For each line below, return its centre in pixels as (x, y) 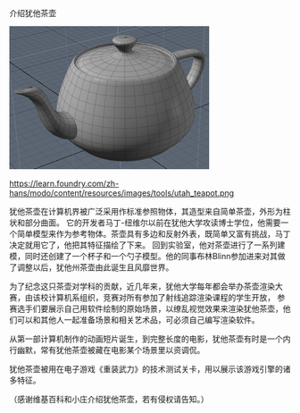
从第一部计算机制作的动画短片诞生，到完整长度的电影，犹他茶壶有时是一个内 (150, 339)
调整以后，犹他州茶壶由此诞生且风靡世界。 (95, 267)
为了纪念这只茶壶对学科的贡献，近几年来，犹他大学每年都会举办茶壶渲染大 (146, 286)
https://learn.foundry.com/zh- (64, 183)
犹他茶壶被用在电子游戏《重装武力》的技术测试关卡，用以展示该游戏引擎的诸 (150, 369)
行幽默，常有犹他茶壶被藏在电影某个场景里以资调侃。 (107, 350)
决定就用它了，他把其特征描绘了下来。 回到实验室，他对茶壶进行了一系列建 (147, 245)
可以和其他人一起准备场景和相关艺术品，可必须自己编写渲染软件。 (138, 320)
